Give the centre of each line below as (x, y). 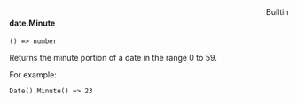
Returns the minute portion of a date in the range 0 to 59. (113, 58)
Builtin (277, 12)
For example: (33, 75)
